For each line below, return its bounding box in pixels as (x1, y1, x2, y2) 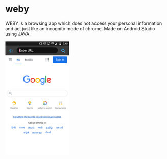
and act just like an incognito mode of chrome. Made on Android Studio (5, 25, 155, 31)
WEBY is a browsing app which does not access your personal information (5, 20, 162, 26)
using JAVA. (5, 31, 31, 37)
